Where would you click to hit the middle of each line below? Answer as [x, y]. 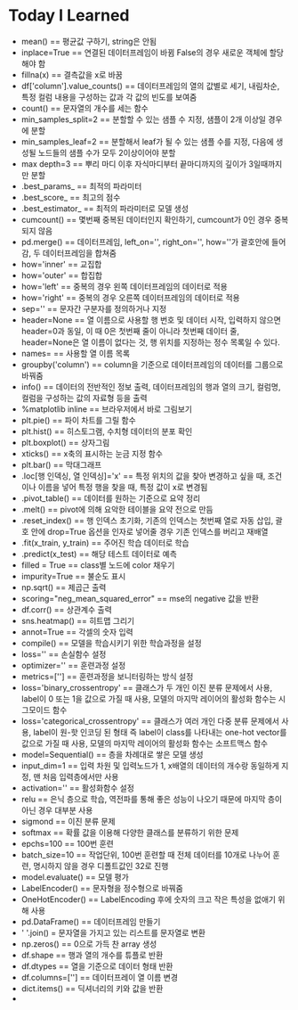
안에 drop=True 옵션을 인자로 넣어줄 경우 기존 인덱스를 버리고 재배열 [149, 531]
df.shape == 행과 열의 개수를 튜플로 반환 [92, 955]
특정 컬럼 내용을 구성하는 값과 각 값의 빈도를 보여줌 [109, 97]
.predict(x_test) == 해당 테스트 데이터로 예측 [99, 554]
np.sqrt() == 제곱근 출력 [64, 587]
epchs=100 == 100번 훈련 [68, 843]
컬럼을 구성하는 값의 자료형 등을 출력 [84, 398]
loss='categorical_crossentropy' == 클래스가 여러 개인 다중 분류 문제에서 [150, 721]
